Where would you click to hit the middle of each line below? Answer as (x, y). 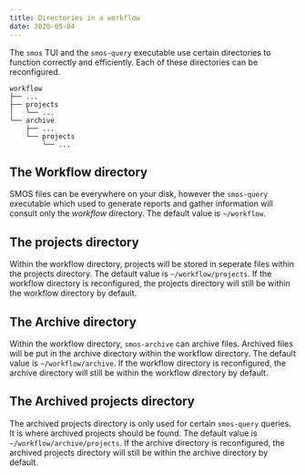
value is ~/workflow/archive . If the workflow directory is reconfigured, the (148, 363)
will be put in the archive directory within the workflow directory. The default (153, 353)
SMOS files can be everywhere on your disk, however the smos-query (139, 194)
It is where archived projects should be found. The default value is (133, 433)
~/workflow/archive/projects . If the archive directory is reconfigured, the (147, 442)
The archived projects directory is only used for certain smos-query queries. (150, 423)
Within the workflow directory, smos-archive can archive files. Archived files (152, 344)
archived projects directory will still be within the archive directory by (139, 452)
